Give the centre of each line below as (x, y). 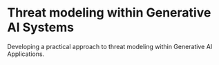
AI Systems (41, 27)
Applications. (26, 54)
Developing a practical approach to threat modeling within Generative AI (110, 46)
